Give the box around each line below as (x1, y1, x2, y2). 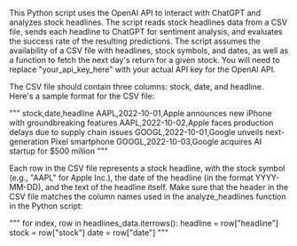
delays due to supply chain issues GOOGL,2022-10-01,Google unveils (9, 127, 264, 137)
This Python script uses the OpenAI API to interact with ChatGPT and (9, 8, 262, 18)
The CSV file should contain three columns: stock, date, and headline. (9, 82, 264, 91)
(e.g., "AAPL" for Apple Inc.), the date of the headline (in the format (9, 172, 254, 183)
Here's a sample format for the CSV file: (9, 91, 155, 101)
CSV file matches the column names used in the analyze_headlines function (9, 191, 286, 202)
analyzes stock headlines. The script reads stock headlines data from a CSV (9, 17, 288, 28)
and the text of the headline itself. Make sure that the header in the (45, 182, 289, 192)
